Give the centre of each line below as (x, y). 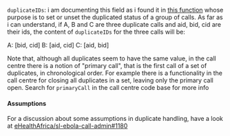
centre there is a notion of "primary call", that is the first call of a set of (107, 66)
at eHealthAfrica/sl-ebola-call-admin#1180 (67, 126)
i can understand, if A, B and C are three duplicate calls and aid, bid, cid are (114, 24)
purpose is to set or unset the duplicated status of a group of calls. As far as (115, 17)
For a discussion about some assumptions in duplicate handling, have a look (115, 119)
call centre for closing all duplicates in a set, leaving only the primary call (110, 80)
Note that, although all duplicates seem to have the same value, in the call (112, 58)
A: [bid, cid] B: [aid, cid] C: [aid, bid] (58, 45)
